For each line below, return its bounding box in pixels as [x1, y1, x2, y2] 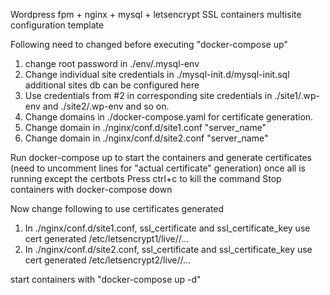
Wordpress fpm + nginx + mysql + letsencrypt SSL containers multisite [10, 9, 302, 20]
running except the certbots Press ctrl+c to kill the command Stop [10, 173, 282, 184]
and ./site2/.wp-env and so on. [42, 100, 170, 112]
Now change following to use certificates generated [10, 203, 225, 214]
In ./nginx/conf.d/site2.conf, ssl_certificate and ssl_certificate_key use [24, 244, 313, 255]
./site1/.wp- [274, 90, 321, 101]
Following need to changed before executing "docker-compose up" [10, 39, 288, 50]
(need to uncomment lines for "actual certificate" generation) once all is [10, 162, 306, 174]
